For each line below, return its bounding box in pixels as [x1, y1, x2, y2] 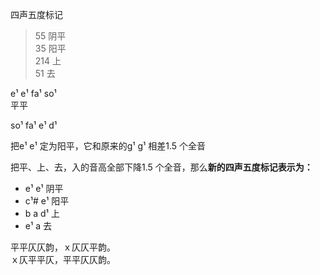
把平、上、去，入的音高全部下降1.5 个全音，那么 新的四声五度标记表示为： [10, 161, 313, 173]
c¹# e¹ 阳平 [24, 195, 70, 207]
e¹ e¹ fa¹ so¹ [10, 88, 57, 99]
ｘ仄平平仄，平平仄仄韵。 [10, 254, 116, 265]
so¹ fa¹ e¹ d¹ [10, 119, 58, 131]
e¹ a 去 [24, 220, 52, 232]
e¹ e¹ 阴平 [24, 183, 64, 194]
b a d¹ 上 [24, 208, 60, 219]
